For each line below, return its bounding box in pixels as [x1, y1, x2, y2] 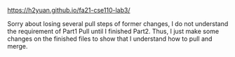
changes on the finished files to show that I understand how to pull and [7, 34, 213, 43]
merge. [7, 42, 28, 50]
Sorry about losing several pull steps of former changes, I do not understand [7, 20, 229, 27]
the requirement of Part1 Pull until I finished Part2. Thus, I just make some [7, 27, 220, 35]
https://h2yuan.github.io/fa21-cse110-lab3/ [7, 6, 130, 14]
